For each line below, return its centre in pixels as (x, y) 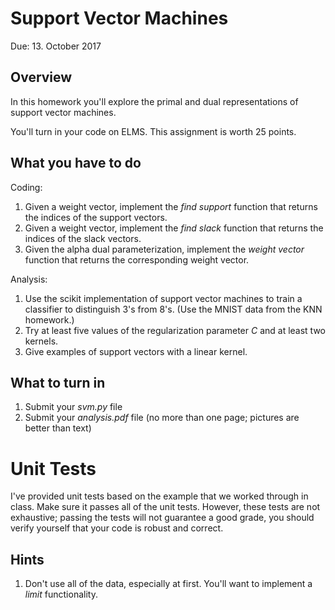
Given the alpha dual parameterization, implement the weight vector (164, 249)
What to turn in (58, 382)
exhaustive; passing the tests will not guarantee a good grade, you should (162, 518)
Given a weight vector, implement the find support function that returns (171, 206)
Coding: (26, 187)
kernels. (41, 341)
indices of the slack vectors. (83, 238)
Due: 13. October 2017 (56, 46)
